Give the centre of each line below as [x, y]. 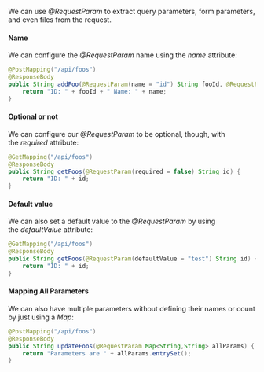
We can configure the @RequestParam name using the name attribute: [123, 55]
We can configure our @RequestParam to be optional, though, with [117, 134]
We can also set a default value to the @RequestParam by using [112, 221]
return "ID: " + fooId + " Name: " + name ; [95, 91]
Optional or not [33, 116]
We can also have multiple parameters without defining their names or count [132, 308]
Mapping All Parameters [48, 291]
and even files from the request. [60, 20]
